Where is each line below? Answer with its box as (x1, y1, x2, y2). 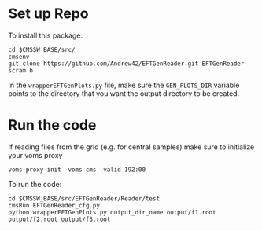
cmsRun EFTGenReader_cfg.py (8, 201, 101, 209)
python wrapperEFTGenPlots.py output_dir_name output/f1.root (8, 208, 216, 216)
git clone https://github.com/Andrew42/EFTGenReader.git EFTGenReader (8, 60, 245, 68)
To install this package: (8, 31, 83, 40)
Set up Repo (8, 5, 89, 23)
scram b (8, 66, 34, 75)
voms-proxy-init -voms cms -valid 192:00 (8, 166, 146, 174)
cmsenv (8, 53, 30, 60)
